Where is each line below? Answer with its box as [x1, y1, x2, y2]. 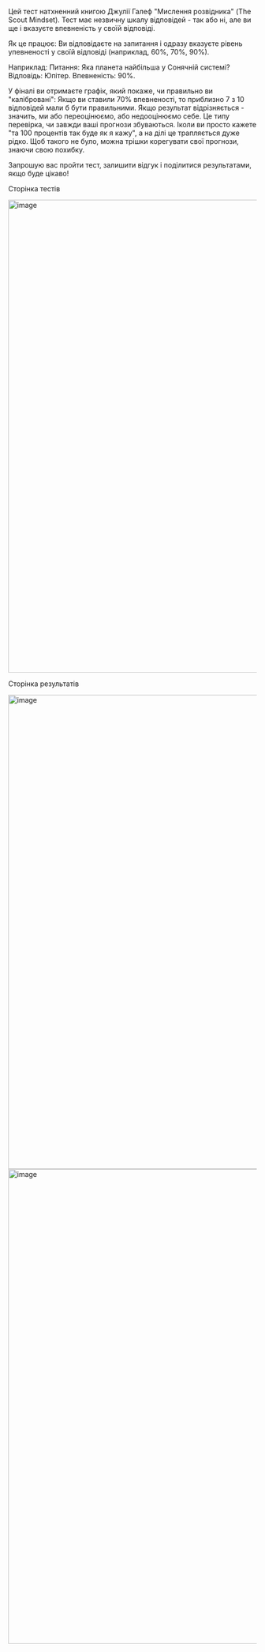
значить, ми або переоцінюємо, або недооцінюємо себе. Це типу [8, 111, 230, 121]
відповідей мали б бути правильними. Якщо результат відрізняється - [8, 103, 244, 112]
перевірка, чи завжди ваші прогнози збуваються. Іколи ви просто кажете [8, 120, 257, 129]
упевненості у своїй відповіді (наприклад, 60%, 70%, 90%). [8, 47, 210, 56]
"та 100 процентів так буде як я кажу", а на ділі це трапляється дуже [8, 128, 241, 138]
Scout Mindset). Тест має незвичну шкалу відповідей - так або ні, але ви [8, 15, 252, 25]
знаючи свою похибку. [8, 145, 85, 154]
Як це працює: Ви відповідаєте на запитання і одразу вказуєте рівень [8, 39, 243, 48]
